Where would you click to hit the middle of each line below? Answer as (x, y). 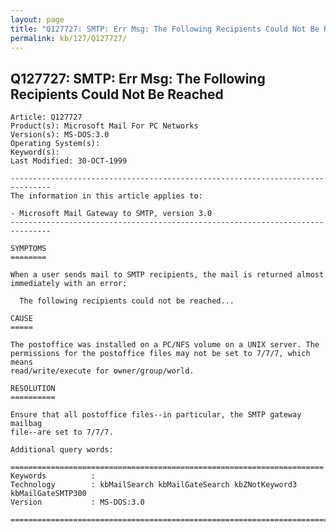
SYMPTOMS (28, 249)
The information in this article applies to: (106, 196)
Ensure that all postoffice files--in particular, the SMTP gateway (156, 415)
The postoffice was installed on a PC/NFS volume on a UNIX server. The (165, 345)
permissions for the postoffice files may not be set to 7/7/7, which (160, 354)
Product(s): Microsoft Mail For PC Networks (104, 126)
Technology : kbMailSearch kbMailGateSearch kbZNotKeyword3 (154, 485)
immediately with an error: (69, 284)
